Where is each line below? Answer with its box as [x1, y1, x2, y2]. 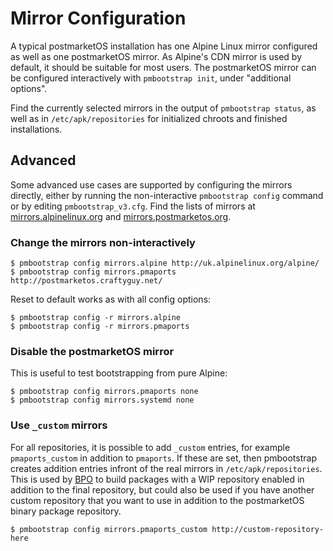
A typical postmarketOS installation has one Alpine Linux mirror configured [10, 40, 318, 52]
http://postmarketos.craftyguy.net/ [10, 276, 163, 286]
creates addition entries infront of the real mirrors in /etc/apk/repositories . [10, 462, 323, 474]
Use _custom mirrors [10, 418, 108, 432]
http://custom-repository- [211, 524, 325, 534]
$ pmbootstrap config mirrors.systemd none [10, 395, 195, 406]
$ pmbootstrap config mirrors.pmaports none [10, 387, 199, 397]
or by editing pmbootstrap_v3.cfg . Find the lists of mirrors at [10, 200, 256, 212]
